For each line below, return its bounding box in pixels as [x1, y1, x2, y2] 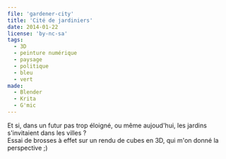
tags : [7, 37, 23, 44]
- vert [13, 75, 33, 83]
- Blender [13, 89, 42, 96]
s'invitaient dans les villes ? [7, 128, 87, 137]
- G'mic [13, 102, 37, 109]
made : [7, 82, 23, 89]
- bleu [13, 69, 33, 76]
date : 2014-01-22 [7, 23, 59, 30]
